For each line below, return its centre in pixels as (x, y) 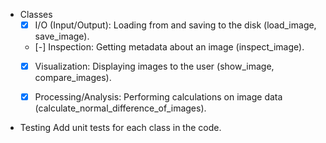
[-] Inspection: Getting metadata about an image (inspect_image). (169, 47)
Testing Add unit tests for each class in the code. (120, 128)
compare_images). (73, 78)
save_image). (62, 36)
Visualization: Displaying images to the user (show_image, (154, 66)
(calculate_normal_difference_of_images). (120, 108)
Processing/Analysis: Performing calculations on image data (158, 97)
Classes (36, 14)
